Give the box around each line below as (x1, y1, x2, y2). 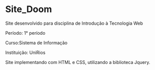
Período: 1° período (5, 30, 46, 36)
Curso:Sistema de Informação (5, 39, 67, 46)
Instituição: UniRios (5, 49, 46, 55)
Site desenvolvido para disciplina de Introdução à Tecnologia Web (5, 20, 143, 26)
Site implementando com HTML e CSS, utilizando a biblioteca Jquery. (5, 59, 150, 65)
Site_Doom (5, 4, 52, 15)
